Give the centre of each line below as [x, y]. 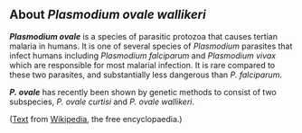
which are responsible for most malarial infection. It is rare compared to [142, 65]
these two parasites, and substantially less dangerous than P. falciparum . [146, 75]
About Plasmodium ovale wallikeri [108, 15]
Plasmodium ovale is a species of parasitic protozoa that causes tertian [144, 36]
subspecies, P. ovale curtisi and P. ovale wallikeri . [102, 102]
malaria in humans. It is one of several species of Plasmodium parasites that [151, 46]
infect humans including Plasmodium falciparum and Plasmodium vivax [143, 55]
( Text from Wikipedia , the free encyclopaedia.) [96, 119]
